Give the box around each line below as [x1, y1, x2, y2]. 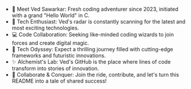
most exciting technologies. [11, 24, 79, 31]
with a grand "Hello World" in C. [11, 12, 90, 19]
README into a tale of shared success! [11, 77, 107, 84]
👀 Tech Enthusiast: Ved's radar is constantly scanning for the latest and [11, 18, 186, 25]
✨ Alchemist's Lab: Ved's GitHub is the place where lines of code [11, 58, 171, 65]
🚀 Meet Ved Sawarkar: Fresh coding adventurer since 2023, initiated [11, 6, 179, 12]
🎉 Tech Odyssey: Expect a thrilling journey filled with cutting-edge [11, 46, 173, 52]
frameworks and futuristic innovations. [11, 52, 106, 59]
